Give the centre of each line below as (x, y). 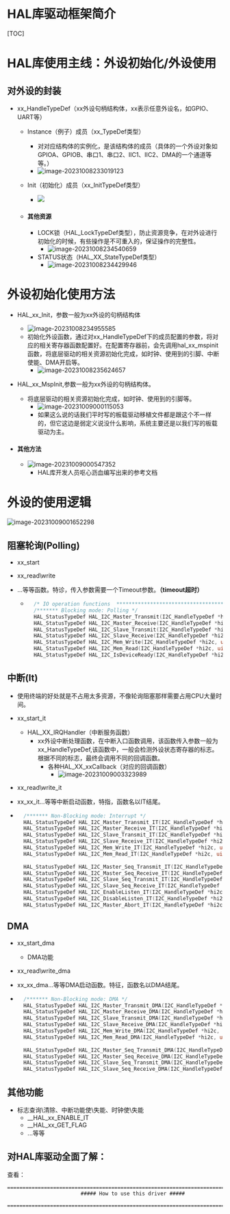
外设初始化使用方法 (61, 295)
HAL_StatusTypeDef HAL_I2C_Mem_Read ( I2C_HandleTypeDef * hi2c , (124, 649)
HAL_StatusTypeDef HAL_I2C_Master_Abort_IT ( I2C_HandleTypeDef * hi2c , (125, 905)
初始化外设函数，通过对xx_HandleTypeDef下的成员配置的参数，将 (120, 337)
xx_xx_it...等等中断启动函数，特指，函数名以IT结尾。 (90, 802)
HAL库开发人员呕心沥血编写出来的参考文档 (98, 473)
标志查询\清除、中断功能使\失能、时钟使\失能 (80, 1110)
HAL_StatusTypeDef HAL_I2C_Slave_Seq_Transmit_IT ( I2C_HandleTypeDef (123, 880)
